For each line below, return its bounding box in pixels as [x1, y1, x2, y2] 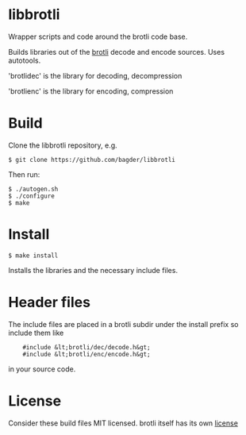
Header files [8, 294, 91, 311]
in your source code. [8, 364, 76, 374]
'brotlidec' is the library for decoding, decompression [8, 71, 183, 80]
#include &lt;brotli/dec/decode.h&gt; [22, 343, 151, 351]
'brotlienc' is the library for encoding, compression [8, 86, 174, 96]
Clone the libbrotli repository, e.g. [8, 141, 117, 150]
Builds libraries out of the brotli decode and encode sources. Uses [8, 47, 225, 56]
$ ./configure [8, 192, 56, 200]
